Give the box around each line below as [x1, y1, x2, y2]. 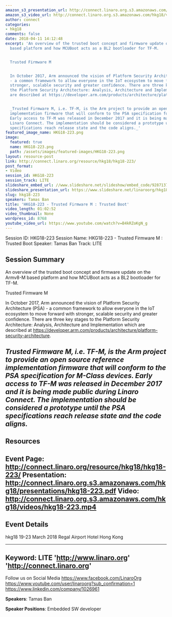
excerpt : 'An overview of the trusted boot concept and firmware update [5, 41, 164, 46]
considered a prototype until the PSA [5, 403, 126, 412]
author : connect [5, 17, 40, 22]
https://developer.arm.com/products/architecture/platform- [33, 327, 158, 333]
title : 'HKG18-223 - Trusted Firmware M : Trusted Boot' [5, 201, 130, 207]
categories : [5, 22, 31, 27]
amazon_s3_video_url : [5, 12, 52, 17]
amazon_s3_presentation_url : [5, 7, 68, 13]
